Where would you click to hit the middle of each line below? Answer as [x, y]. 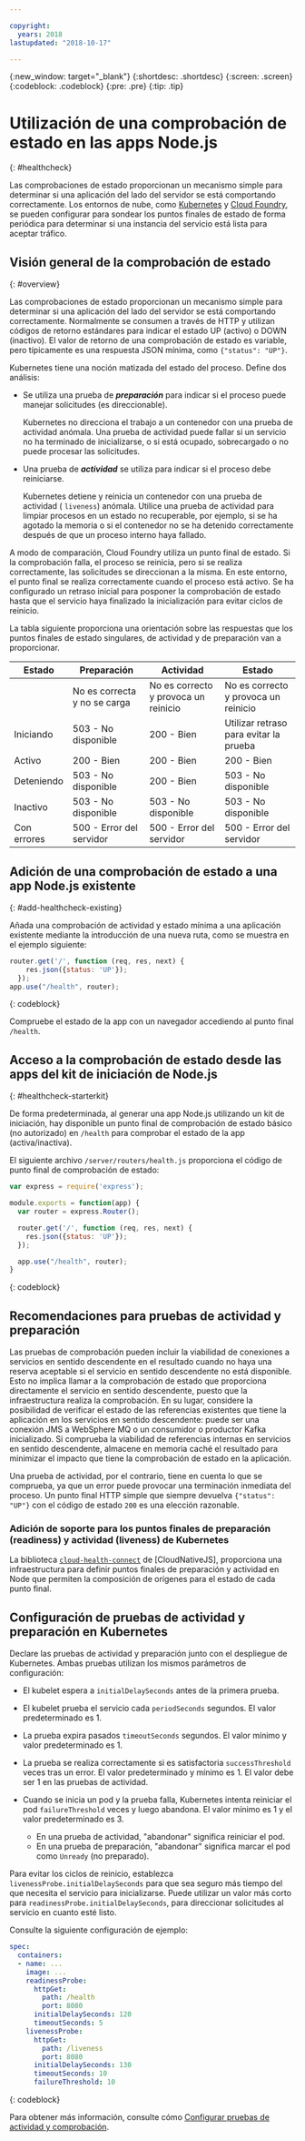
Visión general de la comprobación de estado [140, 262]
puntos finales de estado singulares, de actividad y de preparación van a [145, 638]
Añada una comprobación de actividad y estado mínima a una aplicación [145, 925]
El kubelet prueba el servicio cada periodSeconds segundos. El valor [149, 1709]
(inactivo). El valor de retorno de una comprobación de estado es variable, [148, 340]
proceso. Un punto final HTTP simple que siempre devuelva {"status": [143, 1496]
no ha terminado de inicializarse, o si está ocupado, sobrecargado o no [155, 441]
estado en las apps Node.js [113, 142]
